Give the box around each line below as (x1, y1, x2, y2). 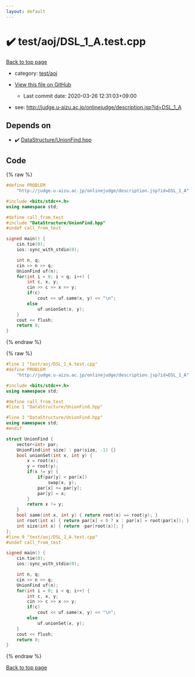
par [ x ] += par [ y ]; (37, 485, 82, 491)
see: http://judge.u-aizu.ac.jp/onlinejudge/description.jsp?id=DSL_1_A (14, 104, 182, 111)
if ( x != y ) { (27, 469, 59, 475)
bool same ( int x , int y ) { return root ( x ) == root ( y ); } (16, 513, 158, 518)
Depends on (6, 121, 51, 130)
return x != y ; (27, 501, 64, 507)
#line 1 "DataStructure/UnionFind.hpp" (6, 404, 103, 410)
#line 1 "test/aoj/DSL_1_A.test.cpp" (6, 361, 98, 367)
